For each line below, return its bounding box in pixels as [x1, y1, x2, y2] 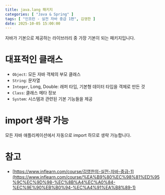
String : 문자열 [12, 77, 40, 84]
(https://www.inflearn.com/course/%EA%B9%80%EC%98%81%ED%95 [12, 174, 160, 180]
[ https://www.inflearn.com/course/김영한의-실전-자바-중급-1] [12, 168, 134, 175]
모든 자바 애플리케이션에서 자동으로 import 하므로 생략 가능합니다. [5, 132, 132, 138]
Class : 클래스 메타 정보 [12, 90, 57, 96]
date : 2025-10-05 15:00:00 [5, 21, 61, 26]
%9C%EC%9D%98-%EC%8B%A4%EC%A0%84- [12, 179, 116, 185]
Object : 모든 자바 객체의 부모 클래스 [12, 71, 81, 77]
